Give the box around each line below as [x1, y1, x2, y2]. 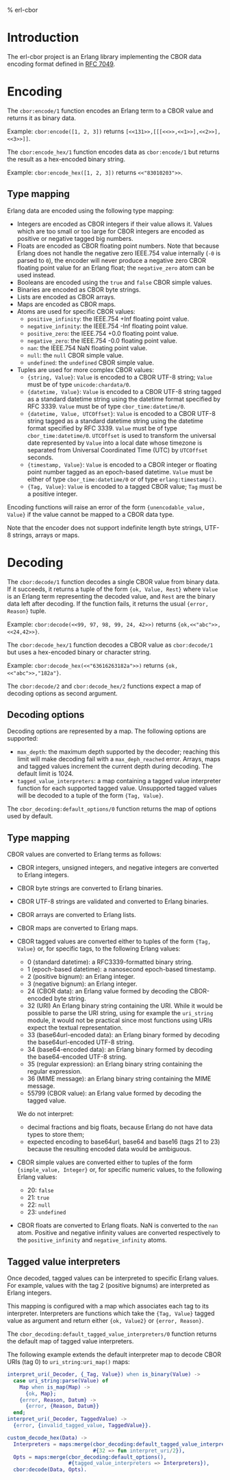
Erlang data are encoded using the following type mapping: [7, 206, 175, 215]
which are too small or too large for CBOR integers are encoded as [16, 227, 205, 235]
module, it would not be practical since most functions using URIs [27, 1016, 213, 1025]
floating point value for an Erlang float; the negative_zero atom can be [16, 264, 215, 272]
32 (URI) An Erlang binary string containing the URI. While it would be [27, 1002, 223, 1010]
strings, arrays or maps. [12, 531, 80, 539]
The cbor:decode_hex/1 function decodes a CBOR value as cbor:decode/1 [7, 640, 214, 649]
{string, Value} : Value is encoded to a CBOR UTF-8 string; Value [27, 373, 213, 381]
